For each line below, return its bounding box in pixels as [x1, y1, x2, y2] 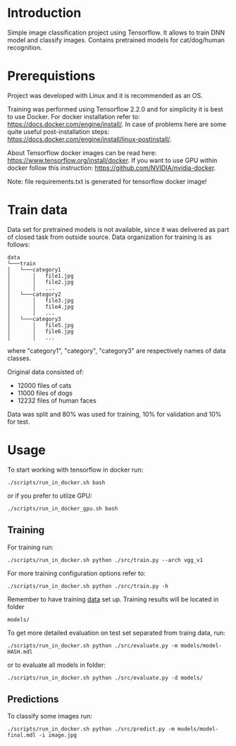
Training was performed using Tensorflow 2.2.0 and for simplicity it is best [7, 104, 223, 114]
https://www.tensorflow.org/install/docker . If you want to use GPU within [7, 156, 218, 164]
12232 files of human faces [17, 396, 97, 405]
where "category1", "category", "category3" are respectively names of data [7, 346, 226, 355]
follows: [7, 240, 30, 248]
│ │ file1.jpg [7, 272, 74, 279]
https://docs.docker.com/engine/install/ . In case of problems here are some [7, 120, 227, 128]
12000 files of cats [17, 381, 72, 389]
